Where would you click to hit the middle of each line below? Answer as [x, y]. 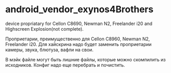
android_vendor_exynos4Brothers [79, 9]
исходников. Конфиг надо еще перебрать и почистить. [65, 65]
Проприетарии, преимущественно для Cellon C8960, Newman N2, [78, 39]
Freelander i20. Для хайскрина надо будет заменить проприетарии [79, 44]
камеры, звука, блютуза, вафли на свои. [49, 50]
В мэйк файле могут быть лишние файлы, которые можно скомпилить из [85, 59]
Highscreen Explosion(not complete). [45, 29]
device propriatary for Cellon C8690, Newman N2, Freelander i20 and [79, 23]
